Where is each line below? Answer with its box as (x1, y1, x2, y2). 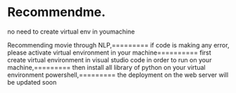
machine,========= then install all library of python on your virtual (7, 63, 206, 71)
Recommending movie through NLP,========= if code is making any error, (7, 41, 230, 49)
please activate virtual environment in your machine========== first (7, 48, 211, 57)
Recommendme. (7, 4, 106, 20)
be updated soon (7, 78, 57, 86)
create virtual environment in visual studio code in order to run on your (7, 55, 212, 64)
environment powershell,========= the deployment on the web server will (7, 71, 229, 79)
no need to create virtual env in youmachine (7, 27, 135, 36)
